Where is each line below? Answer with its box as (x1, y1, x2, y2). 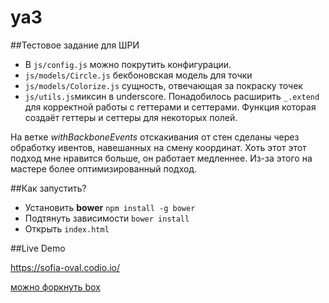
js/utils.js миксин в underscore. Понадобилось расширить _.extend (24, 90, 320, 102)
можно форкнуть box (10, 281, 101, 293)
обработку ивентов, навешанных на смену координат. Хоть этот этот (10, 141, 307, 153)
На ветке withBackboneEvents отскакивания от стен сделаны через (10, 131, 300, 143)
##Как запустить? (10, 182, 87, 194)
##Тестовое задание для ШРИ (10, 39, 140, 51)
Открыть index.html (24, 222, 110, 235)
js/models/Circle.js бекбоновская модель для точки (24, 69, 253, 81)
